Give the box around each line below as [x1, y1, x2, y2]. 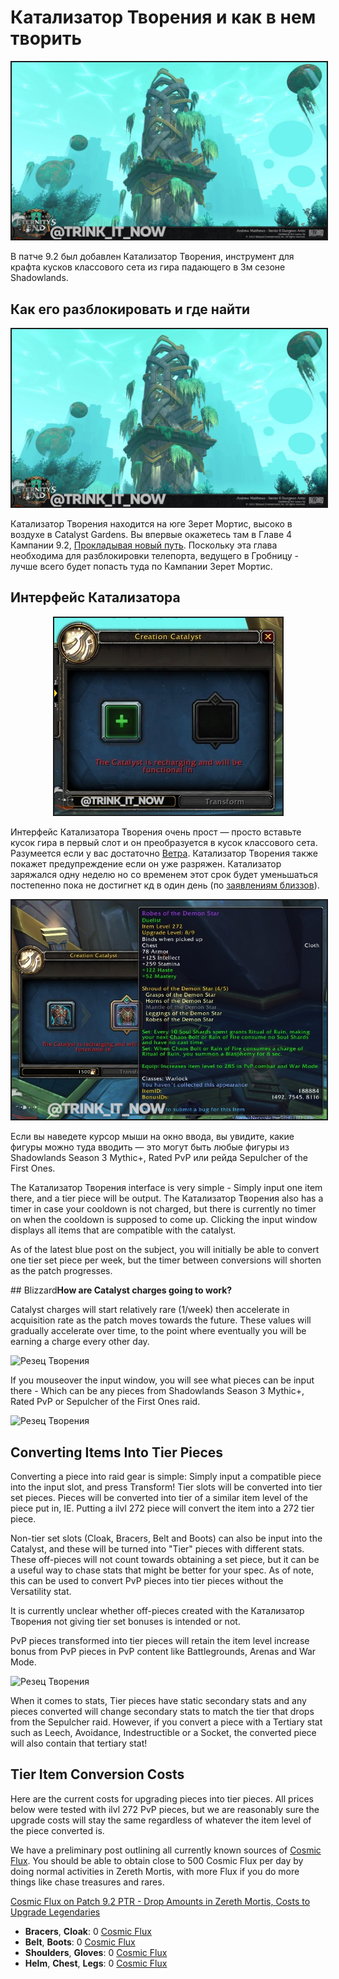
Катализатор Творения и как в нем [10, 6, 317, 29]
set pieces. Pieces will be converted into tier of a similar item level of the [10, 1491, 308, 1503]
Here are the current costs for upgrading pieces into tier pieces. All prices [10, 1792, 315, 1805]
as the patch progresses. [10, 1265, 113, 1277]
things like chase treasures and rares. [10, 1876, 165, 1888]
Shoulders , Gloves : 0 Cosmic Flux [24, 1946, 168, 1958]
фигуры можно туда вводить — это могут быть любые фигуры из [10, 1141, 290, 1153]
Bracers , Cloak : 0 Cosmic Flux [24, 1925, 152, 1937]
